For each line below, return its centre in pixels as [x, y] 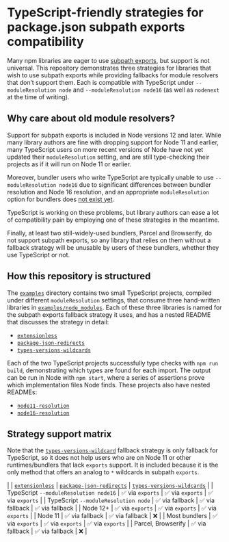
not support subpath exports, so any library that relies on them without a [109, 240]
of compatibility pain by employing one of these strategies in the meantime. [113, 220]
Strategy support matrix [59, 434]
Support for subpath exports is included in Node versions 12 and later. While [114, 135]
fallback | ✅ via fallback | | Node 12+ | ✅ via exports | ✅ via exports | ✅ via [112, 508]
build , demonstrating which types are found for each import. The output [109, 370]
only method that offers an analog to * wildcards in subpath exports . [103, 472]
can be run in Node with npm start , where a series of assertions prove [106, 377]
